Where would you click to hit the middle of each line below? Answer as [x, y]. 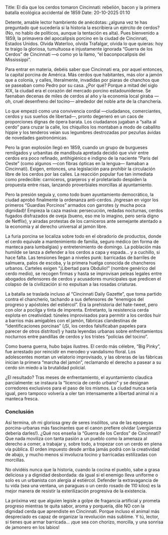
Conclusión [20, 412]
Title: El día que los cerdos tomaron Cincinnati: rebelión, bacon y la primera [83, 7]
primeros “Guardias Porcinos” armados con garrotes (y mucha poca [75, 205]
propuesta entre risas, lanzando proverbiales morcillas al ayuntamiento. [79, 185]
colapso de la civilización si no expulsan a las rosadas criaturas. [71, 284]
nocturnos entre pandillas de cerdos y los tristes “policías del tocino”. [77, 337]
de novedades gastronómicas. [36, 138]
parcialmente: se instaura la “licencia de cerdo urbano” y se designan [77, 383]
